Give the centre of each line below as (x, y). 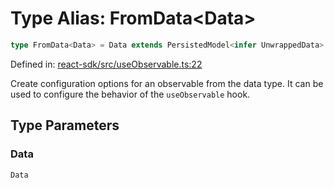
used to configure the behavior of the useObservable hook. (130, 94)
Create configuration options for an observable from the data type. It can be (167, 83)
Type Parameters (65, 125)
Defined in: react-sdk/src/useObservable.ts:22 (106, 64)
